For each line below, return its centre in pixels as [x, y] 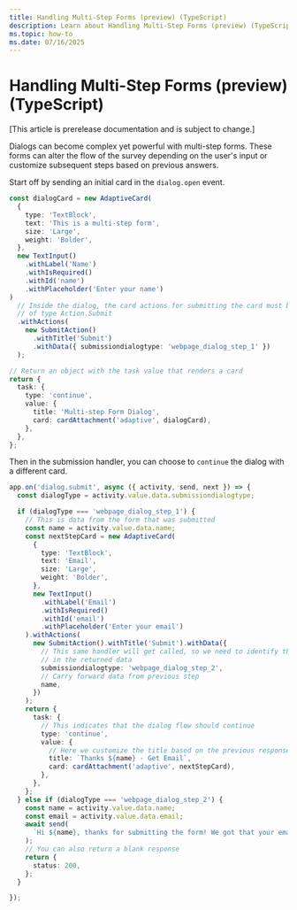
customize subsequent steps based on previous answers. [114, 166]
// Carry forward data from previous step [120, 676]
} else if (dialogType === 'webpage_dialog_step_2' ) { [120, 799]
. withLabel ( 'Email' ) [79, 602]
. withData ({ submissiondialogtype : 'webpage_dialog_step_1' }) [152, 346]
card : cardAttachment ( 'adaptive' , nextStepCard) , [142, 767]
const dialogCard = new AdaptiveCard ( [80, 199]
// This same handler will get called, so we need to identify [160, 652]
